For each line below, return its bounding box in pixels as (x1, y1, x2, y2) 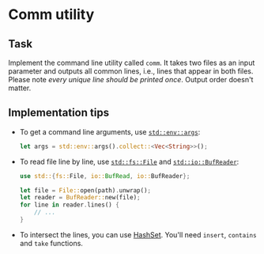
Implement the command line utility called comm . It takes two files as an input (8, 58, 255, 67)
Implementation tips (8, 106, 109, 119)
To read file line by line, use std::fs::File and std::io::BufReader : (19, 157, 239, 166)
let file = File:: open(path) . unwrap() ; (19, 186, 152, 195)
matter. (8, 83, 32, 93)
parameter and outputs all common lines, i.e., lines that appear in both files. (8, 66, 254, 76)
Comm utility (8, 6, 95, 24)
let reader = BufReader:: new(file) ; (19, 194, 141, 202)
